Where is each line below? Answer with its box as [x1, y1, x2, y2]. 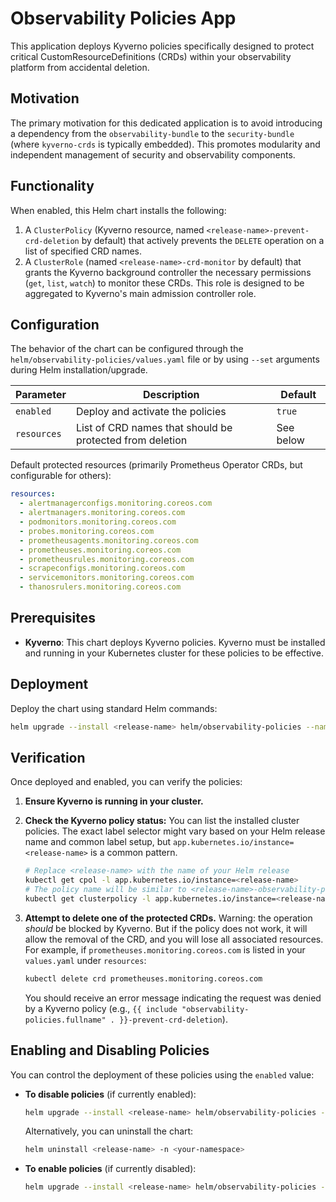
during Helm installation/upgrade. [10, 364, 148, 376]
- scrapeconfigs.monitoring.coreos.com [19, 563, 186, 574]
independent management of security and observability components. [10, 148, 296, 161]
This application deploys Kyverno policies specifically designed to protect [10, 40, 315, 52]
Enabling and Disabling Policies [10, 1042, 210, 1059]
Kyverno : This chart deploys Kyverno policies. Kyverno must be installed [24, 636, 326, 648]
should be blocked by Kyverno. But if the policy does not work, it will [24, 922, 308, 934]
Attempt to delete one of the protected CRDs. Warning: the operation [24, 912, 313, 924]
